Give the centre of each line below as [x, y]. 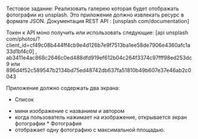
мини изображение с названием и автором [70, 111]
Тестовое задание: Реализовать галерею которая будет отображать [92, 9]
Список [24, 99]
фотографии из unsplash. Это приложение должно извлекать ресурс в [95, 15]
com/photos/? [23, 39]
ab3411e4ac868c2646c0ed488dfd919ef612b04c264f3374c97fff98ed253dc [99, 58]
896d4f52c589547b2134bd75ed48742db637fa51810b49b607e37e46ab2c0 [99, 70]
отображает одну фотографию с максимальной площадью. [90, 130]
